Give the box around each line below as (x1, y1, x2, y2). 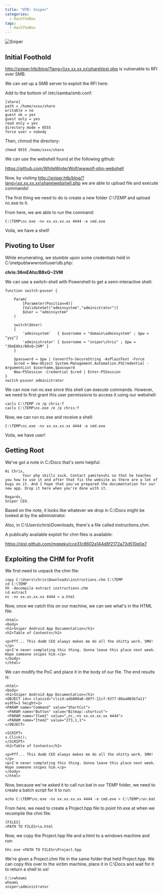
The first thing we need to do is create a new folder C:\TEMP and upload (5, 195, 150, 200)
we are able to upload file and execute (81, 180, 158, 186)
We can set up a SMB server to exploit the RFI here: (5, 80, 109, 86)
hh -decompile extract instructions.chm (5, 586, 89, 591)
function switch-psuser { (5, 288, 57, 293)
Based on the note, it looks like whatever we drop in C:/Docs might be (5, 507, 145, 513)
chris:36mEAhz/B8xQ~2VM (5, 269, 63, 275)
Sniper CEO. (5, 499, 29, 503)
